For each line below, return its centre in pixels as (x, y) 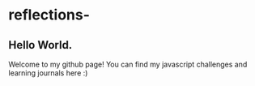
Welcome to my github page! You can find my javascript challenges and (128, 64)
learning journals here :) (48, 73)
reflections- (49, 15)
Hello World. (40, 45)
